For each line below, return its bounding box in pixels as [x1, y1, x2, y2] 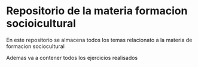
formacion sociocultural [6, 43, 65, 50]
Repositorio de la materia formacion [6, 4, 188, 18]
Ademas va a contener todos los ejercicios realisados [6, 54, 138, 61]
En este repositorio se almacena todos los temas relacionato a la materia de [6, 36, 193, 43]
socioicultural [6, 17, 77, 30]
